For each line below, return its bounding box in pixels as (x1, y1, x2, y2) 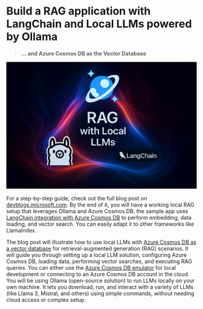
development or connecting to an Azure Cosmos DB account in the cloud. (6, 270, 190, 278)
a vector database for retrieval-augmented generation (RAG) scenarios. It (6, 244, 188, 252)
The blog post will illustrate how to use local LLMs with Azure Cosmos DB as (6, 238, 197, 246)
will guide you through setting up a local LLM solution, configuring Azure (6, 251, 187, 258)
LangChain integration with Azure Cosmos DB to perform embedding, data (6, 214, 192, 221)
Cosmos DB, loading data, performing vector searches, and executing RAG (6, 258, 192, 265)
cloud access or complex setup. (6, 296, 86, 303)
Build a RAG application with (6, 4, 151, 18)
